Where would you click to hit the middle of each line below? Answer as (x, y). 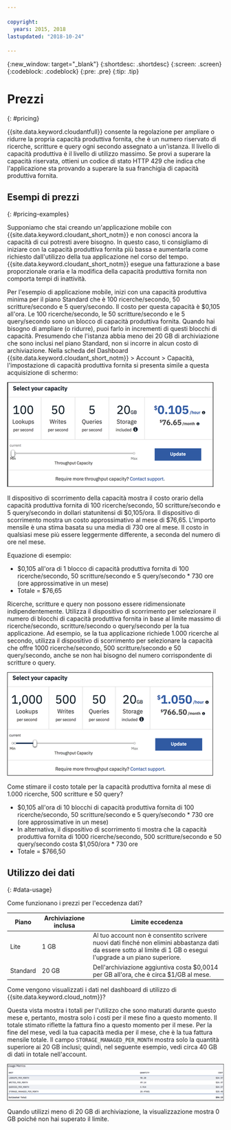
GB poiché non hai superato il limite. (58, 1119)
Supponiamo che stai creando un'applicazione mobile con (89, 227)
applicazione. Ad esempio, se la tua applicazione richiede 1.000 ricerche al (113, 633)
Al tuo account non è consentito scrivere (150, 936)
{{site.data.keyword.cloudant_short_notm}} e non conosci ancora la (103, 234)
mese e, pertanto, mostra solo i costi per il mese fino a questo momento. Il (112, 1018)
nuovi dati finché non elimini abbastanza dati (156, 943)
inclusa (65, 926)
